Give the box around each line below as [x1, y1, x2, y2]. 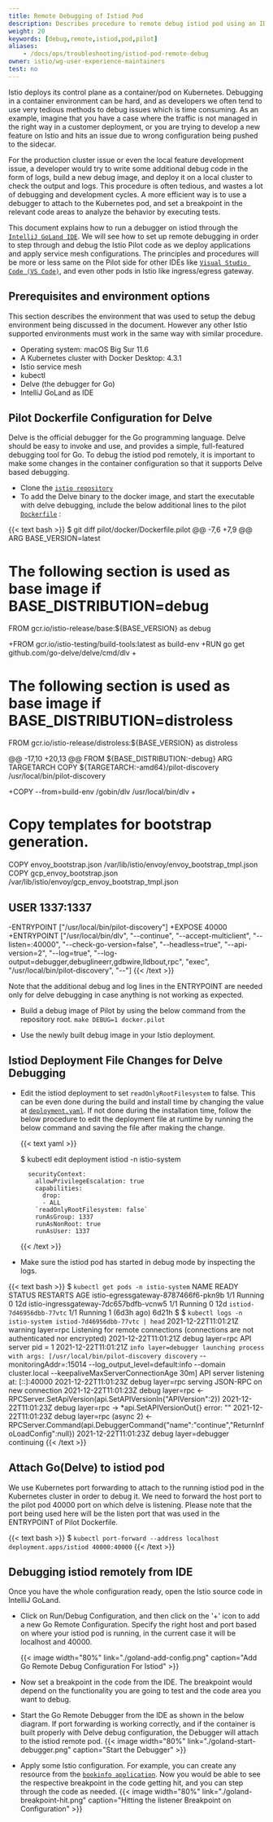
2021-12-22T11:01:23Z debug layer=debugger [76, 1429, 230, 1438]
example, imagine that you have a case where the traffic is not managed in [8, 113, 258, 123]
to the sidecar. [8, 139, 57, 149]
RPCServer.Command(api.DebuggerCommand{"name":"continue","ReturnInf [8, 1420, 265, 1429]
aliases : [8, 42, 38, 50]
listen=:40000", [8, 940, 61, 949]
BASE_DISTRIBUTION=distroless [8, 711, 233, 730]
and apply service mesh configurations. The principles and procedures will [8, 248, 259, 258]
